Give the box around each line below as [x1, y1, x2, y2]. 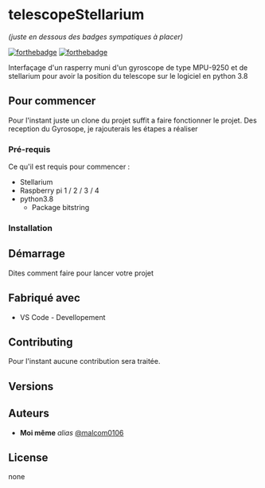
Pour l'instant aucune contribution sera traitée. [8, 357, 161, 366]
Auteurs [8, 407, 50, 420]
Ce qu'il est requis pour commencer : [8, 162, 131, 172]
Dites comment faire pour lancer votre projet [8, 268, 154, 278]
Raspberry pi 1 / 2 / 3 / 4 [19, 185, 99, 196]
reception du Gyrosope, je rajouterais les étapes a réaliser [8, 123, 198, 133]
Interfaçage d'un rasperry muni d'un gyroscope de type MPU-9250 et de [8, 62, 248, 72]
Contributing [8, 335, 73, 349]
